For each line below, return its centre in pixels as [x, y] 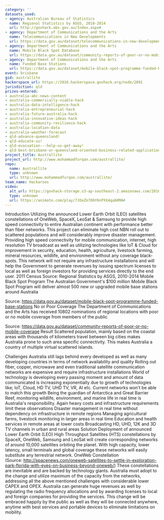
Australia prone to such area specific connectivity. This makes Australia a [79, 342]
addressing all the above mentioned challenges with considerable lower [77, 481]
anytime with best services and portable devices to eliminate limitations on [80, 507]
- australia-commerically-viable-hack [44, 101]
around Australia [22, 292]
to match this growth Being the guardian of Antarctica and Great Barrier [77, 393]
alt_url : [18, 191]
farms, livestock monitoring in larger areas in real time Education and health [81, 419]
